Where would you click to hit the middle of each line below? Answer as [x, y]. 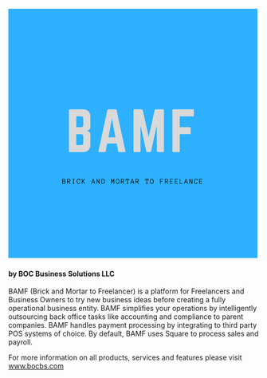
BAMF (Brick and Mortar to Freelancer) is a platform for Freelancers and [126, 291]
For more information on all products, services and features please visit [125, 358]
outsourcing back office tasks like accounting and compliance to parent [126, 317]
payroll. [21, 342]
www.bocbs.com [36, 366]
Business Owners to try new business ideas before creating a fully [117, 300]
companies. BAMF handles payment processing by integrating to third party [133, 325]
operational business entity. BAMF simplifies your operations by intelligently [133, 309]
